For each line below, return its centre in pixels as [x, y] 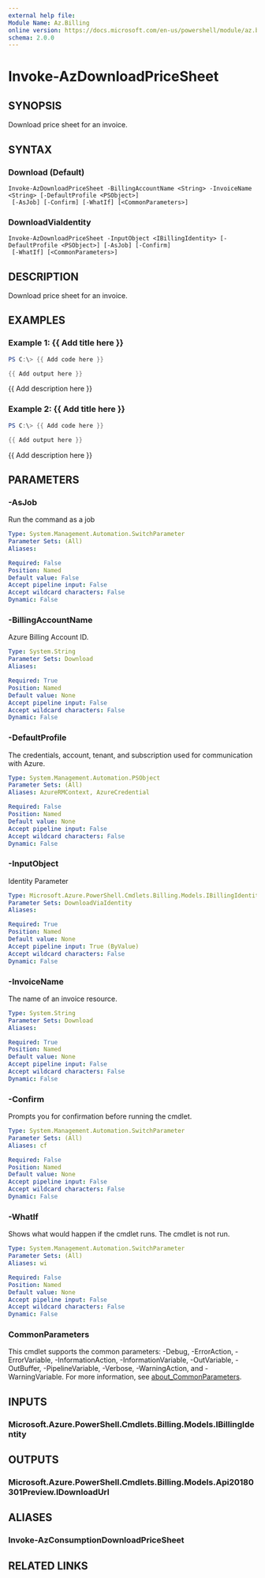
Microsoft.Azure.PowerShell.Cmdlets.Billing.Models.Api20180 [131, 1482]
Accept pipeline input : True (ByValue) [74, 946]
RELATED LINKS [48, 1566]
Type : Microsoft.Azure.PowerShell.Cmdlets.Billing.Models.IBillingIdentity [135, 895]
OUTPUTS [34, 1460]
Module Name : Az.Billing [49, 23]
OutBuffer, [25, 1368]
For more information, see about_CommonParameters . [154, 1377]
